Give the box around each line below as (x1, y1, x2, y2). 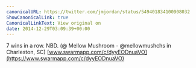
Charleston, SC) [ (6, 49, 49, 56)
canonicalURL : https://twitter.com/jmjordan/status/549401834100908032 (6, 8, 190, 15)
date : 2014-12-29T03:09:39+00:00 (6, 25, 90, 32)
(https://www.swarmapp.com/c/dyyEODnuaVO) (6, 55, 125, 62)
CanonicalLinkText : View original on (6, 20, 101, 26)
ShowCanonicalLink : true (6, 14, 69, 20)
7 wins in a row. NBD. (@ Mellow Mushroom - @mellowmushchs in (6, 42, 171, 49)
